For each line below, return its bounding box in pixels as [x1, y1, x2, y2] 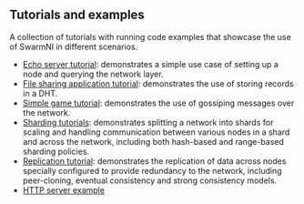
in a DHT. [22, 87, 58, 98]
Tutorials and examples [9, 7, 146, 23]
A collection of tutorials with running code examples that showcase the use [9, 31, 291, 42]
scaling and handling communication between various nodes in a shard [22, 127, 290, 138]
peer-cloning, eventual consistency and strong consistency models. [22, 175, 278, 186]
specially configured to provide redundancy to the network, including [22, 165, 282, 176]
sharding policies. [22, 146, 89, 157]
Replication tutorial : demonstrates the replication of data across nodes [22, 155, 287, 167]
